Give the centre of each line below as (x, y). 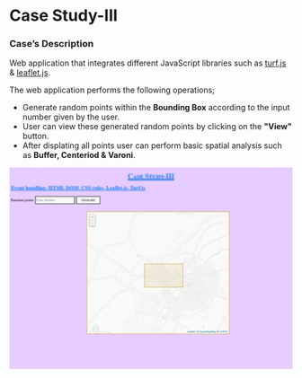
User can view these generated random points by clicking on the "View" (157, 127)
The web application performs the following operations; (112, 90)
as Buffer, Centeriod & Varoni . (79, 155)
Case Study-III (64, 16)
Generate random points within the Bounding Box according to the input (156, 108)
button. (36, 136)
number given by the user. (71, 117)
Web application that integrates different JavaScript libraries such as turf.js (148, 63)
